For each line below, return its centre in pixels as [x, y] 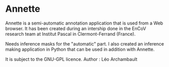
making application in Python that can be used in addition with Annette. [80, 49]
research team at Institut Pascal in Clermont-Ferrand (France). [71, 34]
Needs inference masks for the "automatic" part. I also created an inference [85, 43]
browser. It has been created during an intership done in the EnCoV [76, 28]
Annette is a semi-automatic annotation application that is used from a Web [84, 23]
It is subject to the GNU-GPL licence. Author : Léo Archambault [71, 59]
